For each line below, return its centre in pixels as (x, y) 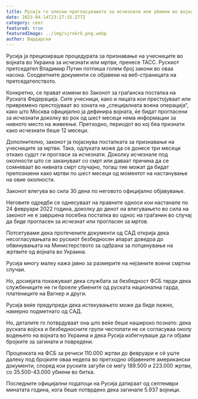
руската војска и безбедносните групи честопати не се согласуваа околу (99, 329)
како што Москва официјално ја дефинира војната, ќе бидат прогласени (97, 111)
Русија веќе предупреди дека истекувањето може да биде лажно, (90, 305)
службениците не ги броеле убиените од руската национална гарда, (93, 287)
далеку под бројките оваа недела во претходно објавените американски (98, 359)
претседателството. (32, 81)
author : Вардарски (29, 39)
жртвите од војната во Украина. (46, 252)
